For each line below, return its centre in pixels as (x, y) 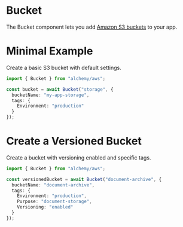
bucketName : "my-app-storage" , (51, 95)
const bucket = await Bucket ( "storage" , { (60, 89)
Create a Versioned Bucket (74, 141)
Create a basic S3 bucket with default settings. (64, 68)
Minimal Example (50, 51)
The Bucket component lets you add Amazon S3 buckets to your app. (92, 27)
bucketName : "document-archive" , (53, 185)
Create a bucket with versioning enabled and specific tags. (79, 157)
